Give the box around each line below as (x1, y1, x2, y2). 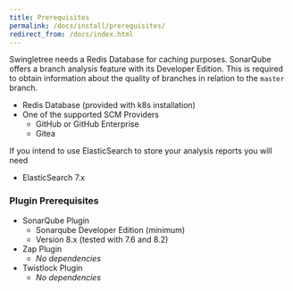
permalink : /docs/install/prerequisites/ (9, 21, 166, 30)
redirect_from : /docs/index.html (9, 29, 134, 38)
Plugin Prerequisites (9, 195, 99, 207)
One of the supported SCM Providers (21, 109, 159, 121)
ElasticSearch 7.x (21, 172, 86, 183)
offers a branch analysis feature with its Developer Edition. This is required (9, 63, 284, 74)
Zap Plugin (21, 243, 63, 254)
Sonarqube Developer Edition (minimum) (35, 224, 186, 235)
